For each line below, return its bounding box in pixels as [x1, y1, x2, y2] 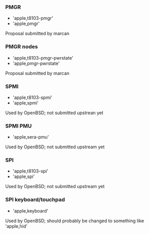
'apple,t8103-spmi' [12, 94, 52, 100]
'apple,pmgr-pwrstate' [12, 60, 60, 66]
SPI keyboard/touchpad [5, 196, 65, 203]
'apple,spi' [12, 173, 35, 179]
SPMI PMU [5, 122, 32, 129]
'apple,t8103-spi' [12, 168, 48, 174]
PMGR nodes [5, 43, 38, 50]
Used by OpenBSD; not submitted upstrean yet [5, 110, 104, 116]
